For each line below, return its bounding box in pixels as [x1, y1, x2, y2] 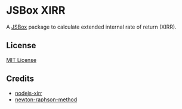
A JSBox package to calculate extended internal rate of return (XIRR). [6, 23, 177, 30]
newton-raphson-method [14, 96, 78, 103]
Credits [6, 74, 35, 84]
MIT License [6, 56, 37, 63]
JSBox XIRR [6, 4, 66, 17]
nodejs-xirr [14, 89, 42, 96]
